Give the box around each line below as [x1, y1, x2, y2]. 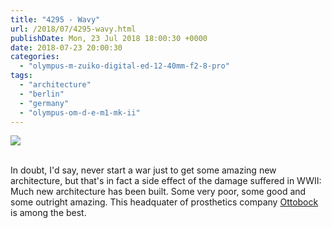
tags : [10, 71, 33, 81]
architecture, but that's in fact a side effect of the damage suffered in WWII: [10, 175, 322, 187]
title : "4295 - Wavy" [10, 14, 101, 25]
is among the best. [10, 207, 87, 219]
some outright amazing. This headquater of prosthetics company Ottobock [10, 196, 319, 208]
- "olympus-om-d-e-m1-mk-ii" [19, 107, 141, 118]
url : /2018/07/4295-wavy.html [10, 24, 137, 34]
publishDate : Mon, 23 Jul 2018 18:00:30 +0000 [10, 33, 208, 43]
